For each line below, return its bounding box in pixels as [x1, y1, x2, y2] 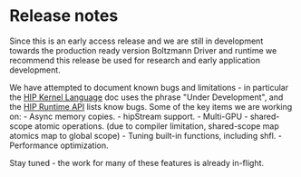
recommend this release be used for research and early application [9, 54, 261, 65]
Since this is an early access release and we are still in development [9, 35, 264, 46]
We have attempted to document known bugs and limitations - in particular [9, 82, 288, 93]
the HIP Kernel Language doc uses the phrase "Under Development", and [9, 92, 284, 103]
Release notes [9, 5, 119, 26]
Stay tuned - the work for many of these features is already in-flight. [9, 157, 265, 168]
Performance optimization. [9, 140, 109, 151]
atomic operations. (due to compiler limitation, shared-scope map [34, 120, 279, 132]
